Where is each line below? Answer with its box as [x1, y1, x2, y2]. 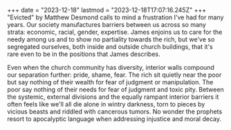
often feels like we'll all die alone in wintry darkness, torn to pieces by [7, 100, 205, 108]
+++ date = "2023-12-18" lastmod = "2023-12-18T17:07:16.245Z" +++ [7, 6, 206, 14]
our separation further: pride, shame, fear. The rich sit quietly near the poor [7, 71, 222, 79]
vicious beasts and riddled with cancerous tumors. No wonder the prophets [7, 107, 223, 115]
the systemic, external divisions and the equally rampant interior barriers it [7, 93, 219, 101]
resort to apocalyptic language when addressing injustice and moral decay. [7, 115, 221, 123]
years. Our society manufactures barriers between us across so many [7, 21, 206, 28]
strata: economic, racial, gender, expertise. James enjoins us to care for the [7, 28, 223, 36]
